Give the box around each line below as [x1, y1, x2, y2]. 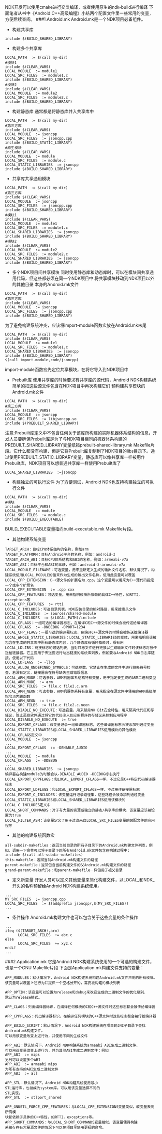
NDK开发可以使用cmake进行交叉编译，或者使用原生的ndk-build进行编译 [5, 4, 148, 10]
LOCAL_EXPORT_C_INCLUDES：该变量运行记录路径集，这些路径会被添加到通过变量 [5, 792, 145, 797]
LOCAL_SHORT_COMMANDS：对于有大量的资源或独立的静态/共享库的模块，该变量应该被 [5, 808, 151, 813]
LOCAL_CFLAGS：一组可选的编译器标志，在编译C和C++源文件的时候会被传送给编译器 [5, 621, 148, 625]
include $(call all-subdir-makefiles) [5, 852, 83, 857]
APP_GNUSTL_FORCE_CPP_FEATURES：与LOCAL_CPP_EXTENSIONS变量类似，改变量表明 [5, 1104, 155, 1109]
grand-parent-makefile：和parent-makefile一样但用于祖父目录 [5, 868, 123, 873]
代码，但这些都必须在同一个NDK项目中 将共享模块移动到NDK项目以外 [16, 275, 155, 281]
